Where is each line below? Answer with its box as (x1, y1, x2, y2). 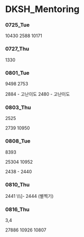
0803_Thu (5, 104, 31, 111)
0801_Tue (5, 69, 30, 76)
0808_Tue (5, 138, 31, 145)
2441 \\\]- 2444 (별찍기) (5, 193, 54, 199)
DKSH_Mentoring (5, 4, 79, 15)
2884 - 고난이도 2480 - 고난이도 (5, 91, 70, 97)
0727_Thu (5, 45, 29, 52)
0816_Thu (5, 206, 30, 213)
